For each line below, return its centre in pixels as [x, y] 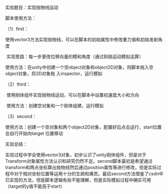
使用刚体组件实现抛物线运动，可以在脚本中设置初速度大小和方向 [73, 95]
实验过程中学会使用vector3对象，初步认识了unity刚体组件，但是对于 [76, 155]
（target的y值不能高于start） [35, 186]
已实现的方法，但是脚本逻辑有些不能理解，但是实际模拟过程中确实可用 [78, 180]
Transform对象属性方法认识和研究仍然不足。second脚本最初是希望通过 [79, 161]
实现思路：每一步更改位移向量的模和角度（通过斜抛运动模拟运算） [75, 56]
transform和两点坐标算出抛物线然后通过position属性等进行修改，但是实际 [81, 167]
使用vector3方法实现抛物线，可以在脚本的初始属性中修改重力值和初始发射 [82, 40]
